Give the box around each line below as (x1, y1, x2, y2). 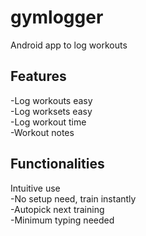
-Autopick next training (10, 203, 105, 215)
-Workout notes (10, 126, 75, 138)
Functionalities (10, 156, 105, 173)
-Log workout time (10, 116, 87, 128)
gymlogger (10, 6, 104, 29)
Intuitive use (10, 182, 61, 194)
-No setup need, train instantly (10, 192, 137, 205)
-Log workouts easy (10, 94, 93, 106)
